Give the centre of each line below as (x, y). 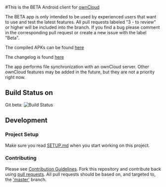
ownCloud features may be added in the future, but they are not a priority (80, 72)
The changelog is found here (35, 57)
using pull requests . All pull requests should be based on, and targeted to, (81, 174)
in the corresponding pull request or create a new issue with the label (76, 32)
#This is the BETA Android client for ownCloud (53, 7)
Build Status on (29, 93)
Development (27, 120)
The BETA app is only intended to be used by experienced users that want (81, 17)
